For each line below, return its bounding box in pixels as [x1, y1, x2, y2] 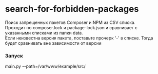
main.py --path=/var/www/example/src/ [5, 63, 86, 69]
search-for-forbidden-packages [5, 3, 139, 15]
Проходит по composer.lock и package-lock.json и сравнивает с [5, 24, 138, 30]
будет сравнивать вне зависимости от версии [5, 40, 101, 46]
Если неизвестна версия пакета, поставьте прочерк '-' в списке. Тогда [5, 35, 154, 41]
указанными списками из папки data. [5, 30, 83, 36]
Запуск [5, 52, 23, 59]
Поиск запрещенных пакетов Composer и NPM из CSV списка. [5, 19, 136, 25]
